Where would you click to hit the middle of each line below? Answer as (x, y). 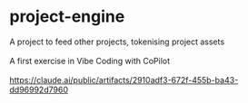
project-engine (67, 17)
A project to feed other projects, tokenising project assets (117, 42)
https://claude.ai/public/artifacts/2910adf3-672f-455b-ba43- (124, 80)
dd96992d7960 (39, 89)
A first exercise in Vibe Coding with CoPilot (90, 61)
